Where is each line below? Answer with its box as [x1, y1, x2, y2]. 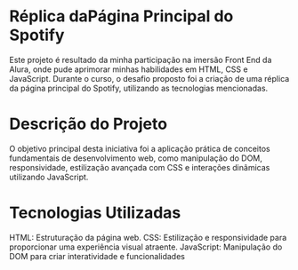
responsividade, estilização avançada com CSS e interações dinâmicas [9, 162, 270, 172]
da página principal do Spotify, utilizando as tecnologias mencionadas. [9, 83, 269, 93]
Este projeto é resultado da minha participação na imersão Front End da [9, 54, 272, 65]
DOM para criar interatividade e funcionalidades [9, 250, 185, 261]
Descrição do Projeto [9, 114, 167, 134]
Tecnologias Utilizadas [9, 202, 181, 223]
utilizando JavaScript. [9, 171, 89, 182]
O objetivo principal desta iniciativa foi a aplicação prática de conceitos [9, 143, 270, 154]
